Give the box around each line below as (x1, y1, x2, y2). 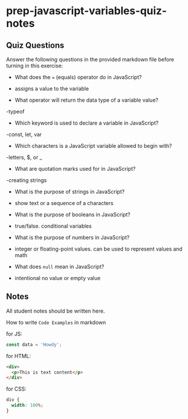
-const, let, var (6, 131, 43, 138)
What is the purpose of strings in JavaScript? (14, 188, 125, 195)
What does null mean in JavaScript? (14, 263, 105, 270)
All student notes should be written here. (6, 307, 105, 314)
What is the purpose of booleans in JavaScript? (14, 211, 131, 218)
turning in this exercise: (6, 62, 63, 69)
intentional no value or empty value (14, 275, 101, 281)
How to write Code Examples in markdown (6, 319, 106, 326)
